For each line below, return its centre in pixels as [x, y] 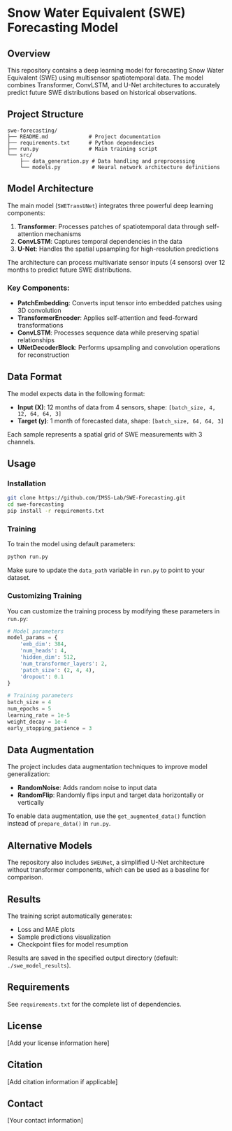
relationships [36, 340]
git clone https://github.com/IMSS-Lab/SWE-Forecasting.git [97, 498]
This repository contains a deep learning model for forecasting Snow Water [116, 70]
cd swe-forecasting [36, 504]
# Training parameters [40, 696]
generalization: [29, 774]
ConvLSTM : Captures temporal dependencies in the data [100, 241]
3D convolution [39, 310]
